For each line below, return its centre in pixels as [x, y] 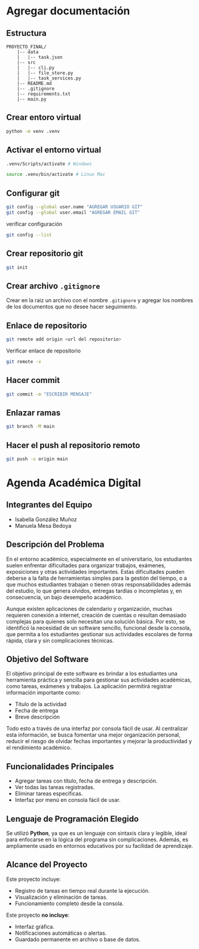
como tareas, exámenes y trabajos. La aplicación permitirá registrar [89, 686]
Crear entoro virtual [44, 118]
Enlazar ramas [33, 413]
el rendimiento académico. [39, 748]
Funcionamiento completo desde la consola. [69, 903]
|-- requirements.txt [44, 94]
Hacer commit [33, 380]
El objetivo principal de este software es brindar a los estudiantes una [92, 674]
